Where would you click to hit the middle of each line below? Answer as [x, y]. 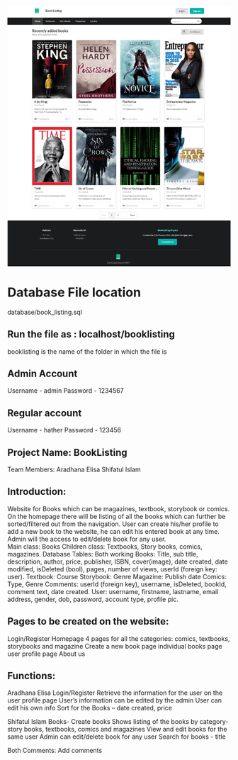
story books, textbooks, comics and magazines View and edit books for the [117, 730]
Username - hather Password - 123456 [64, 430]
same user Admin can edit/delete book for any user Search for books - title [117, 737]
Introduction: [37, 492]
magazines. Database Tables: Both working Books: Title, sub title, [103, 554]
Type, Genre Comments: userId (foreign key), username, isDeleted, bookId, [117, 584]
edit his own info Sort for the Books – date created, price [90, 708]
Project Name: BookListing [67, 452]
